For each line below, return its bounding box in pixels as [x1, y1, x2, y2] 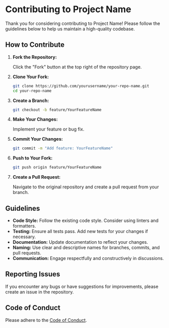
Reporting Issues [5, 270, 60, 279]
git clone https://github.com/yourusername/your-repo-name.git [12, 83, 150, 88]
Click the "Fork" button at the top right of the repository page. [12, 63, 142, 70]
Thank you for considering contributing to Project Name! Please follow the [5, 20, 160, 26]
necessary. [12, 234, 36, 240]
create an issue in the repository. [5, 288, 74, 295]
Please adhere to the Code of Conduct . [5, 317, 87, 323]
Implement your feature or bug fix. [12, 126, 85, 133]
